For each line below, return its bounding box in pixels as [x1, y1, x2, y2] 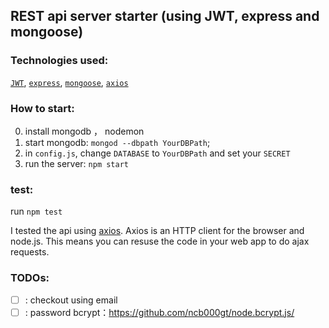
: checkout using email [24, 294, 118, 306]
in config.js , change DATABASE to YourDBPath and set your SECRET [24, 147, 291, 159]
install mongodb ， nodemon [24, 125, 145, 137]
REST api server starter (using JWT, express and [10, 8, 320, 25]
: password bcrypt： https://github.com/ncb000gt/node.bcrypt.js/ [24, 306, 295, 318]
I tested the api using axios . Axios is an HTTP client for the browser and [10, 225, 305, 237]
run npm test [10, 205, 63, 218]
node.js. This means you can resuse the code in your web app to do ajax [10, 235, 310, 248]
